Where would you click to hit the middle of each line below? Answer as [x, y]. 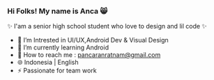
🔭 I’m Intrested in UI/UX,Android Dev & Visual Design [93, 40]
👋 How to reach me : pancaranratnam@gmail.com [89, 55]
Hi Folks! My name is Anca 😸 [58, 11]
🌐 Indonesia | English [48, 63]
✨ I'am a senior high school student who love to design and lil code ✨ [107, 26]
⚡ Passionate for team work [57, 71]
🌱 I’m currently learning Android [63, 47]
